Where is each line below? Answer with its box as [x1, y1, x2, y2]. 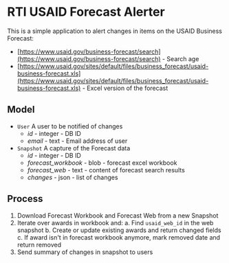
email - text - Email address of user [27, 137, 128, 145]
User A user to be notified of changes [17, 122, 123, 130]
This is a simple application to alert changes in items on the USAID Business [7, 27, 222, 35]
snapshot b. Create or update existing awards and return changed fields [17, 226, 221, 234]
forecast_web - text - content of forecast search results [27, 165, 186, 174]
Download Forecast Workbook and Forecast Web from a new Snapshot [17, 211, 219, 220]
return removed [17, 240, 62, 249]
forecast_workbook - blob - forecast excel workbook [27, 159, 177, 167]
